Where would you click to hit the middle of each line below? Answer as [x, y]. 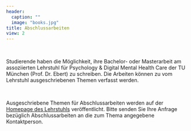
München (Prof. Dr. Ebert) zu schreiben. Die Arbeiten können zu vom [89, 74]
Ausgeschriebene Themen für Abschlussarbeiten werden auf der [85, 103]
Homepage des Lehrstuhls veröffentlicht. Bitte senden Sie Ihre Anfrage [92, 109]
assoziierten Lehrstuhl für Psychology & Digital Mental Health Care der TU [96, 68]
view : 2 [16, 33]
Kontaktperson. [25, 122]
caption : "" [26, 17]
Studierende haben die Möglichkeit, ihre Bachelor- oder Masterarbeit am [94, 62]
